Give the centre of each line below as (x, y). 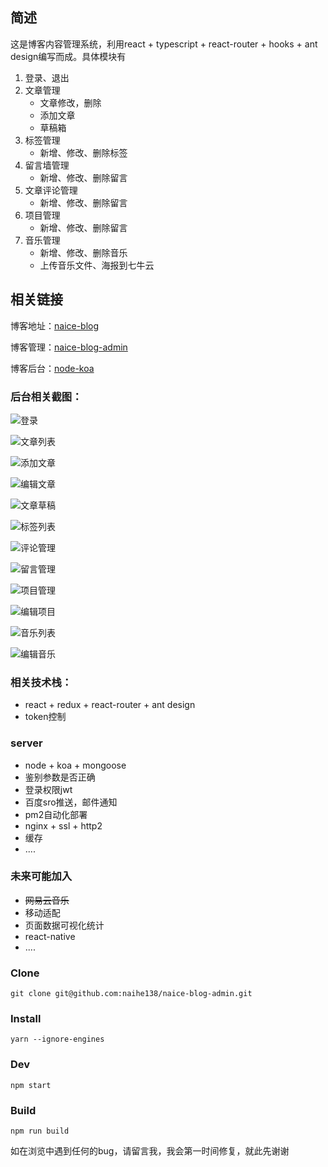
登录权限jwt (48, 789)
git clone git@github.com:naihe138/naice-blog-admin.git (131, 994)
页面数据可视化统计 (64, 925)
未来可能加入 (41, 876)
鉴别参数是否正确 (60, 777)
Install (26, 1019)
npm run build (40, 1131)
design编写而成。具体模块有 (68, 56)
